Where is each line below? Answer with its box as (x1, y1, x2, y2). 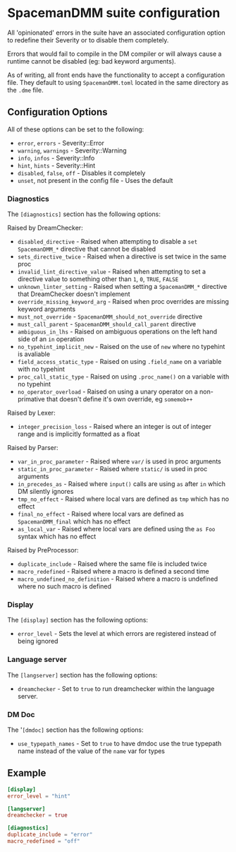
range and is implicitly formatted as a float (17, 430, 140, 439)
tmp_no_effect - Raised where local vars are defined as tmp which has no (17, 495, 230, 503)
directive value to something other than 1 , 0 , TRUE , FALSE (17, 275, 179, 283)
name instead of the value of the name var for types (17, 747, 166, 755)
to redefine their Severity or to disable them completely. (7, 35, 169, 44)
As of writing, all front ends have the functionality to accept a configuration (7, 71, 225, 79)
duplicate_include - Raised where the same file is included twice (17, 560, 207, 568)
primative (17, 395, 46, 403)
